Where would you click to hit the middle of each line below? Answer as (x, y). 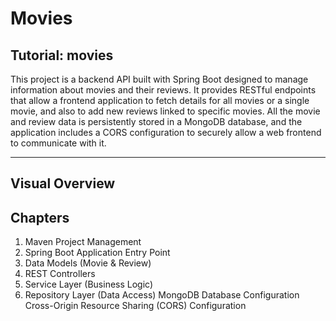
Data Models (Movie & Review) (88, 263)
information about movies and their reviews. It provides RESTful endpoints (163, 90)
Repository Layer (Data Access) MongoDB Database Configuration (162, 295)
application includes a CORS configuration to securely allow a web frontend (166, 132)
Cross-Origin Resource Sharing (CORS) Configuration (135, 306)
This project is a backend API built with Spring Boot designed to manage (159, 79)
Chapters (40, 217)
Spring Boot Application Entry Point (97, 253)
